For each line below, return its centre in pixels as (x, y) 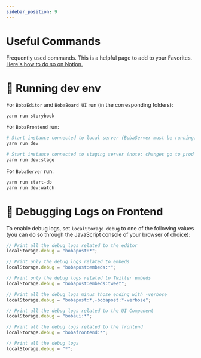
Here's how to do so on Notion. (45, 64)
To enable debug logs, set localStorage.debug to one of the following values (100, 228)
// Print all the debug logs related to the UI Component (80, 311)
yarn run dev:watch (31, 188)
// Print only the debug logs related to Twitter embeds (79, 278)
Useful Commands (53, 41)
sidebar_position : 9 (32, 12)
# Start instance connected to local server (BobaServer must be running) (101, 138)
